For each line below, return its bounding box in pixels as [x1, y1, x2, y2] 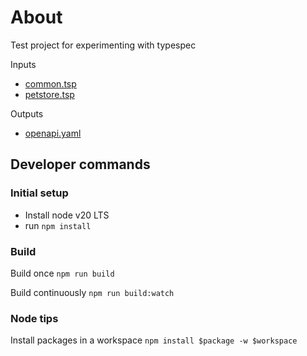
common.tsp [24, 77, 77, 90]
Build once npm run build [10, 267, 115, 279]
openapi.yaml [24, 127, 82, 139]
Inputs [10, 58, 37, 70]
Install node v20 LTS [24, 209, 110, 221]
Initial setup [10, 186, 69, 200]
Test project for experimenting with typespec [10, 39, 197, 51]
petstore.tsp [24, 88, 75, 100]
